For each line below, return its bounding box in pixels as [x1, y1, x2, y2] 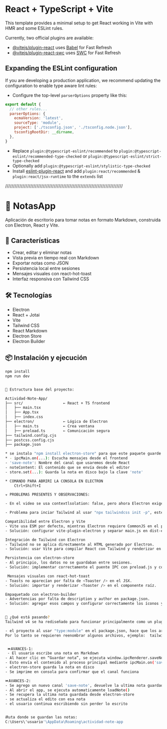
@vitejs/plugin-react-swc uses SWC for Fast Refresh [12, 50, 121, 56]
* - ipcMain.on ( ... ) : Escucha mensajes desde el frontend [5, 456, 128, 461]
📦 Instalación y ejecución [5, 353, 87, 362]
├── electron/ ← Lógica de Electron [5, 419, 108, 424]
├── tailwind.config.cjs [5, 433, 57, 438]
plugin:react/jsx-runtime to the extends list [12, 173, 103, 179]
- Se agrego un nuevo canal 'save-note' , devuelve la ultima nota [5, 683, 146, 688]
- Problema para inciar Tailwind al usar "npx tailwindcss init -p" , [5, 510, 153, 515]
